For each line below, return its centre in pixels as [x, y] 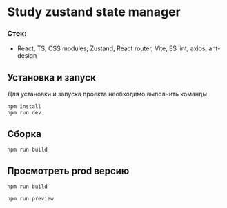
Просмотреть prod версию [68, 170]
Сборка [24, 134]
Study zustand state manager [94, 12]
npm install [24, 107]
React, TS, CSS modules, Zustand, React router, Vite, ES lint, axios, [112, 48]
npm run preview [30, 198]
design [27, 56]
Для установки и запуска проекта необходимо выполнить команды [107, 94]
